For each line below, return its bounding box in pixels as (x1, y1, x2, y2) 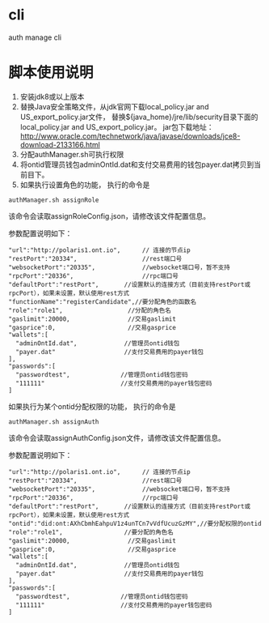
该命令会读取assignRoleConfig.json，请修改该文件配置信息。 (8, 211, 211, 220)
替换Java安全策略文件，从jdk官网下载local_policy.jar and (19, 101, 209, 111)
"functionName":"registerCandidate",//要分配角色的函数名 (8, 297, 196, 305)
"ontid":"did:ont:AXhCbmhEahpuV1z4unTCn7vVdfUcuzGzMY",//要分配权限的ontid (8, 519, 262, 527)
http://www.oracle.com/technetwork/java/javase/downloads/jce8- (19, 131, 241, 141)
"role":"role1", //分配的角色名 (8, 306, 171, 314)
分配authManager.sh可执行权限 (19, 149, 124, 159)
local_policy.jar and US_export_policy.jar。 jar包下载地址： (19, 122, 214, 131)
